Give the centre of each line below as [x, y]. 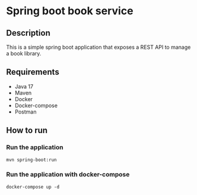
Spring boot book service [70, 11]
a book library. [24, 54]
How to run [27, 130]
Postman [26, 112]
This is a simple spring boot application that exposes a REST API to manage [99, 47]
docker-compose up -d [33, 187]
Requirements [33, 72]
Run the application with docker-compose [68, 175]
